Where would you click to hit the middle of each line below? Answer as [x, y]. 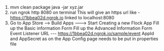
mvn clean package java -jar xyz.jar [46, 7]
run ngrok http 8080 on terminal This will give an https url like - [75, 12]
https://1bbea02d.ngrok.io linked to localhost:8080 [62, 18]
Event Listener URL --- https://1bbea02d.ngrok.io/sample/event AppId [82, 33]
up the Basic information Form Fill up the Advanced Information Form [81, 28]
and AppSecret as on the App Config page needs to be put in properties [84, 39]
